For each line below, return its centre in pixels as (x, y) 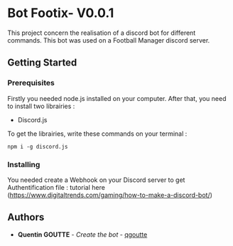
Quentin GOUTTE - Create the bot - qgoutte (82, 234)
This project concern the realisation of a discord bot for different (102, 33)
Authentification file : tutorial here (56, 187)
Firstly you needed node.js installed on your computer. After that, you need (117, 98)
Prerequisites (31, 83)
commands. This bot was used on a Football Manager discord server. (109, 40)
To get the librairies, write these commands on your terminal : (97, 134)
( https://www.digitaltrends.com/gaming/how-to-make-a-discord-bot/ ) (110, 195)
